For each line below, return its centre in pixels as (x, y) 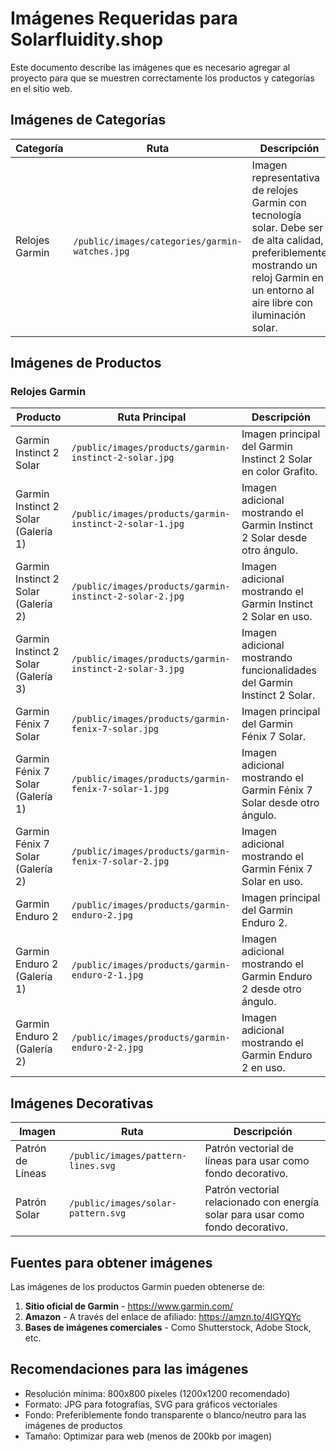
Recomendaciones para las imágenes (129, 1369)
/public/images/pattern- (128, 1156)
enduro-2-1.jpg (107, 975)
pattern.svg (98, 1213)
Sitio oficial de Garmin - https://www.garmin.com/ (128, 1306)
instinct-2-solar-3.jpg (128, 669)
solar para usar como (254, 1215)
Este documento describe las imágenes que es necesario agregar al (150, 67)
